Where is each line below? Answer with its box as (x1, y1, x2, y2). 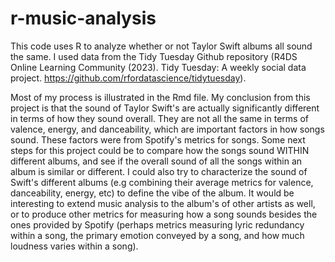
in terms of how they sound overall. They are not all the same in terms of (10, 112, 309, 124)
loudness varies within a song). (10, 240, 139, 252)
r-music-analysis (10, 7, 157, 30)
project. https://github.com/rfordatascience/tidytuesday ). (10, 72, 247, 84)
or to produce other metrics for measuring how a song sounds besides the (10, 208, 318, 220)
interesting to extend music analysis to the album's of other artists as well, (10, 197, 316, 209)
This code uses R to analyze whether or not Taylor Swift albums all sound (10, 40, 313, 52)
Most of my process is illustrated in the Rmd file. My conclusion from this (10, 91, 311, 103)
